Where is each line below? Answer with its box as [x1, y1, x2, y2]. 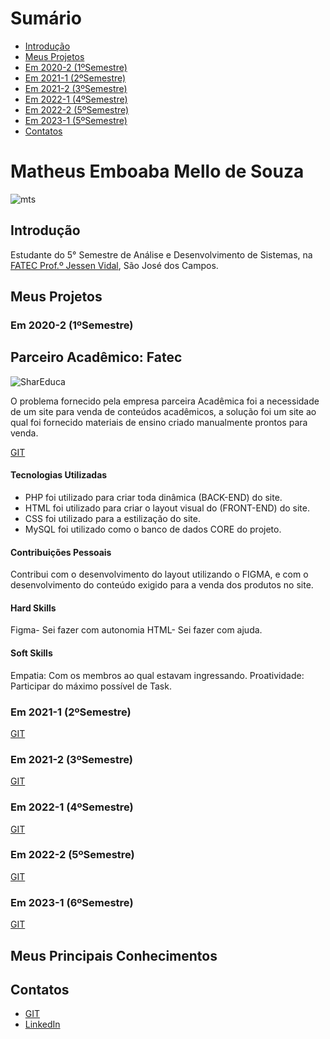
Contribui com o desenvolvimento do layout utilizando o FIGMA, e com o [10, 568, 309, 581]
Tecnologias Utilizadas [10, 469, 108, 481]
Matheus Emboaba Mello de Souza [10, 160, 305, 183]
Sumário [10, 7, 82, 30]
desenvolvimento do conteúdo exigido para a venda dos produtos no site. [10, 579, 314, 591]
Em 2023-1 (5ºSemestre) [24, 114, 128, 126]
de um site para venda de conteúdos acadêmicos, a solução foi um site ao [10, 405, 317, 417]
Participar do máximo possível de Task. [10, 680, 172, 692]
